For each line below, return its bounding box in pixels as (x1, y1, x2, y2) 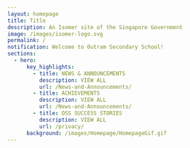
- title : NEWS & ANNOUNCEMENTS (33, 70, 126, 77)
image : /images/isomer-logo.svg (7, 30, 103, 38)
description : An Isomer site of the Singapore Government (7, 23, 183, 31)
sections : (7, 51, 37, 58)
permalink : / (7, 37, 46, 44)
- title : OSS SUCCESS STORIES (33, 110, 122, 117)
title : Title (7, 17, 46, 24)
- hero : (14, 57, 37, 64)
